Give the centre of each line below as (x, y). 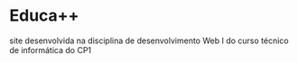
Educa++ (44, 16)
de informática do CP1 (51, 49)
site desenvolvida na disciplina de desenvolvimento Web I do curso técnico (149, 40)
